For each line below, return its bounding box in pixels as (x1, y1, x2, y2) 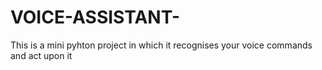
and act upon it (10, 49, 73, 61)
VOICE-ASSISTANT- (10, 6, 181, 29)
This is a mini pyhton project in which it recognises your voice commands (10, 39, 313, 51)
